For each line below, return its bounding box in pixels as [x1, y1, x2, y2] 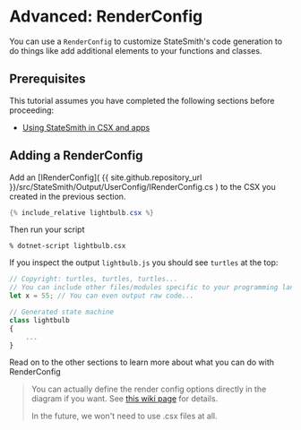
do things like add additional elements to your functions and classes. [9, 45, 262, 56]
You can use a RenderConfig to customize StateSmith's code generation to [9, 36, 283, 47]
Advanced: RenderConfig [9, 6, 203, 27]
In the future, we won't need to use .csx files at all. [30, 410, 218, 422]
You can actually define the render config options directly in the [30, 383, 267, 395]
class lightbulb [9, 315, 70, 324]
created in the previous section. [9, 191, 126, 202]
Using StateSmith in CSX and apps [21, 122, 150, 133]
